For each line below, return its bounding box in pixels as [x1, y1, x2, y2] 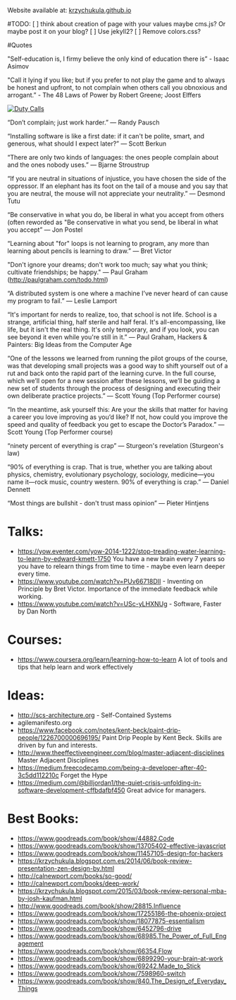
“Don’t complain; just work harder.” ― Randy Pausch [7, 118, 160, 127]
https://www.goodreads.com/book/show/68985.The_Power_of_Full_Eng [17, 931, 227, 940]
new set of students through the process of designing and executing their [7, 384, 221, 392]
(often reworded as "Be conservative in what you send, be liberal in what [7, 218, 218, 226]
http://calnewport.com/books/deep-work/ [17, 879, 139, 888]
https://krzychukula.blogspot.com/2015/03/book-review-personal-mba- [17, 886, 227, 895]
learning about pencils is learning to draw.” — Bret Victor [7, 247, 172, 255]
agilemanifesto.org [17, 718, 73, 727]
